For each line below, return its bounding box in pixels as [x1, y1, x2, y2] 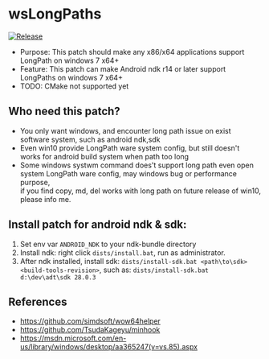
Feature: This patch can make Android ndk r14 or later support [19, 64, 226, 73]
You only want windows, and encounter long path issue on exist [19, 126, 231, 135]
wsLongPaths [8, 5, 102, 23]
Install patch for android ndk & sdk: [8, 218, 187, 232]
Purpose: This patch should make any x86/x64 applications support [19, 47, 245, 56]
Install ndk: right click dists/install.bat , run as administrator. [19, 247, 226, 258]
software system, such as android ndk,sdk [19, 134, 161, 144]
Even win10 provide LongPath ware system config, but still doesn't [19, 142, 240, 153]
